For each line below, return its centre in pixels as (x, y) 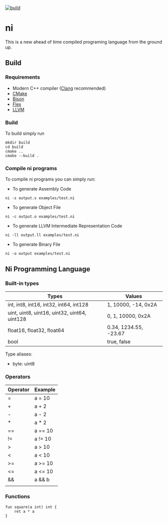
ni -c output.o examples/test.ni (40, 217)
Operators (18, 377)
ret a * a (24, 511)
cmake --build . (22, 155)
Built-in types (22, 283)
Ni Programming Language (48, 269)
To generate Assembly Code (42, 189)
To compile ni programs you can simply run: (50, 179)
